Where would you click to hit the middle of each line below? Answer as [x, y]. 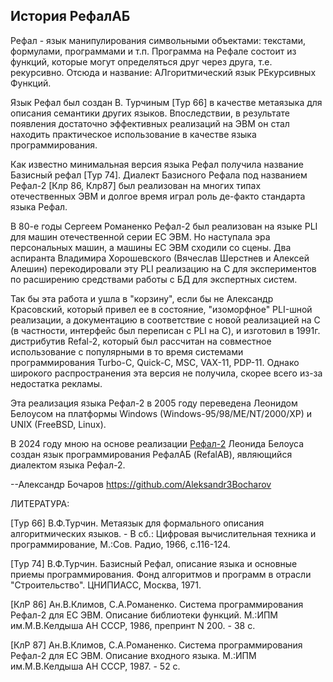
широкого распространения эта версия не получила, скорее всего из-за [166, 373]
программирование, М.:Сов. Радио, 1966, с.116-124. [120, 544]
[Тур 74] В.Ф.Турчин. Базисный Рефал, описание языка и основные [154, 563]
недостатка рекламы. [56, 383]
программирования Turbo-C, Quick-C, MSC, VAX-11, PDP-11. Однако [155, 362]
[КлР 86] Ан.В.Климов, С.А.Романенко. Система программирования [157, 604]
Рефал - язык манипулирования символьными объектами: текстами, [158, 40]
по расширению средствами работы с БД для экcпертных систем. [154, 279]
